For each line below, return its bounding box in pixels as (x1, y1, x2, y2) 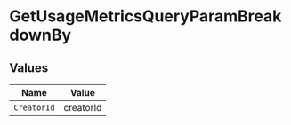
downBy (9, 25, 72, 45)
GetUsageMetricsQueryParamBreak (9, 6, 282, 27)
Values (9, 60, 49, 75)
